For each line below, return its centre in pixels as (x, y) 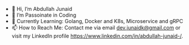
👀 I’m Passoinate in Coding (44, 15)
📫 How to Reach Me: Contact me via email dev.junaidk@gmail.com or (96, 28)
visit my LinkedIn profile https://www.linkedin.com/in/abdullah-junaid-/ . (97, 36)
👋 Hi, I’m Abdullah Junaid (42, 9)
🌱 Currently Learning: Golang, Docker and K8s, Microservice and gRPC (97, 21)
